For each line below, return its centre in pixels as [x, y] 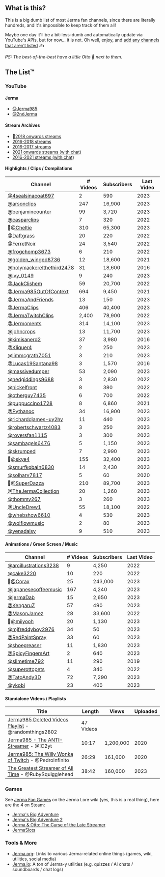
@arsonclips [22, 203]
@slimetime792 [26, 661]
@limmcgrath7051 [29, 355]
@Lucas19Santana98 [33, 363]
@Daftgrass [21, 235]
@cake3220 [22, 573]
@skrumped [22, 451]
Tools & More [21, 843]
